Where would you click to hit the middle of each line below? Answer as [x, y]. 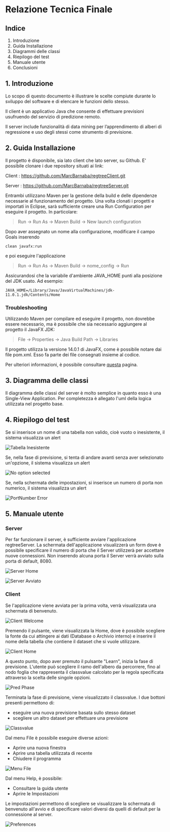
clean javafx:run [24, 246]
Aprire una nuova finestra [39, 748]
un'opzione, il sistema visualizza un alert [48, 462]
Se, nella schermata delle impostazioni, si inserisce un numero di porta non [84, 482]
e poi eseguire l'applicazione [35, 256]
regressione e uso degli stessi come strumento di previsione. [69, 132]
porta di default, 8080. [29, 561]
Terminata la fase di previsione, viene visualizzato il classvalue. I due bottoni [85, 697]
